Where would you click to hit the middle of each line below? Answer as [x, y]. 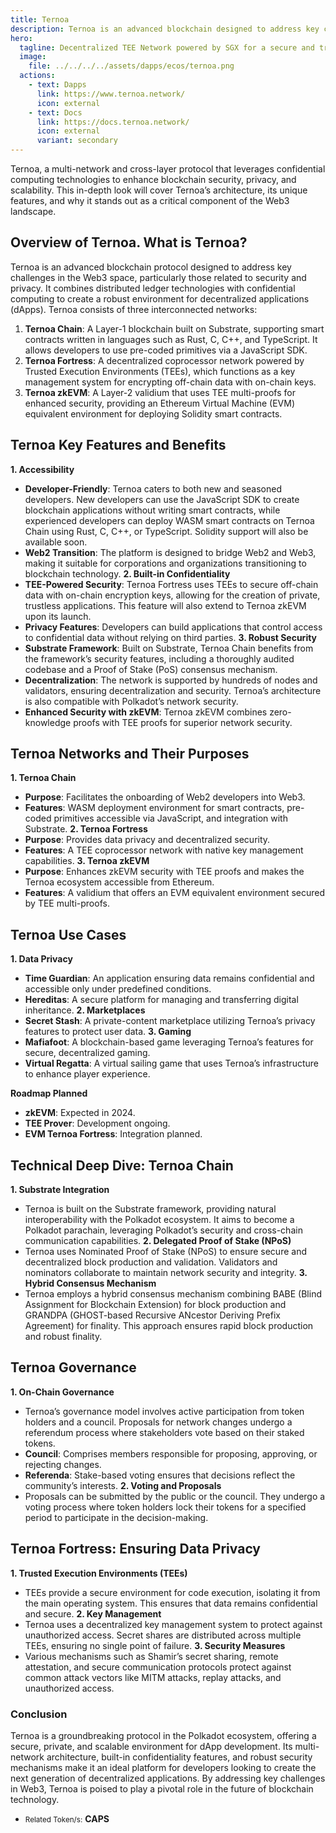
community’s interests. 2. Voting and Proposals [123, 1485]
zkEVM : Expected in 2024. [80, 1113]
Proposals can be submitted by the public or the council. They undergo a [175, 1496]
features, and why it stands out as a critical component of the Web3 [150, 200]
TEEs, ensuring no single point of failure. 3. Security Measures [155, 1645]
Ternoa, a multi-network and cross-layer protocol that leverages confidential [168, 169]
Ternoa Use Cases [68, 934]
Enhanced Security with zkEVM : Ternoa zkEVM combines [146, 712]
